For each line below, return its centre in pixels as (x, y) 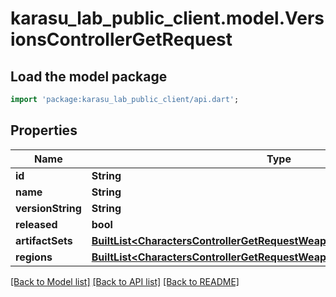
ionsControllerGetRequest (121, 39)
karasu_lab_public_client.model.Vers (167, 18)
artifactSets (44, 240)
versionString (48, 208)
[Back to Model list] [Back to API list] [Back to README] (125, 281)
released (36, 224)
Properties (44, 130)
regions (34, 257)
